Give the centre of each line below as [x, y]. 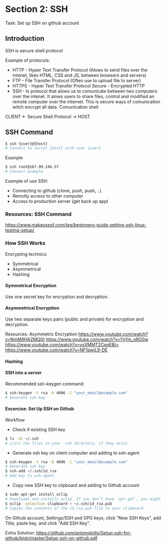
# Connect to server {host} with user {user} [53, 148]
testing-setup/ [20, 230]
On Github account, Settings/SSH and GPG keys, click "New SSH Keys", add [83, 518]
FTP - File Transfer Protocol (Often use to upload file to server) [77, 80]
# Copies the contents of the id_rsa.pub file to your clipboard [74, 508]
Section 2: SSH [37, 9]
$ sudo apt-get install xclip [37, 494]
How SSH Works [25, 243]
